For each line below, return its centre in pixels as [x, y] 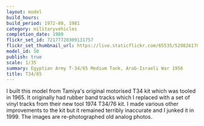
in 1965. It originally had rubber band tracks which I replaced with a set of [98, 98]
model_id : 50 [23, 51]
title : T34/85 [24, 74]
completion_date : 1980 [35, 35]
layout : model [24, 12]
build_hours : [23, 18]
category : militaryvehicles [42, 29]
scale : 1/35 [21, 62]
